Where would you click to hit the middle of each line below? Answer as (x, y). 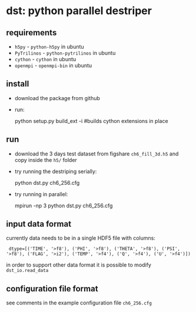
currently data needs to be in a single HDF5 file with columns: (81, 238)
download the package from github (57, 98)
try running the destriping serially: (56, 171)
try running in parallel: (41, 194)
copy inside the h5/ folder (46, 160)
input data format (39, 224)
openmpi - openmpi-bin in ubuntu (53, 65)
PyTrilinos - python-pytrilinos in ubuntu (65, 53)
